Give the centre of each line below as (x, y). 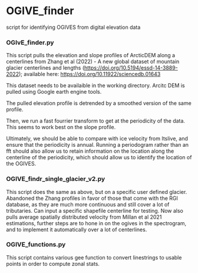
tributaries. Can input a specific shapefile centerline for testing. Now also (95, 210)
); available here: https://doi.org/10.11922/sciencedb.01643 (90, 74)
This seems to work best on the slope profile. (61, 127)
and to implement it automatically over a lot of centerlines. (77, 229)
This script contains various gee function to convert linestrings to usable (94, 257)
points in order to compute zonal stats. (53, 264)
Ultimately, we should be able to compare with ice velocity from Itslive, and (97, 139)
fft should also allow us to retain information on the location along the (90, 151)
